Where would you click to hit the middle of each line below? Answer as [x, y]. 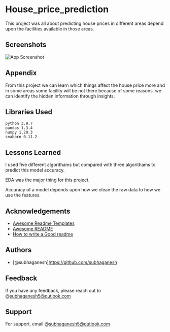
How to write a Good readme [43, 234]
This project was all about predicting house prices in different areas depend [84, 23]
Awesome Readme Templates [44, 223]
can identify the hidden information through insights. [60, 96]
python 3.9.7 [19, 124]
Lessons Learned [33, 153]
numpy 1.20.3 [19, 132]
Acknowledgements [38, 211]
